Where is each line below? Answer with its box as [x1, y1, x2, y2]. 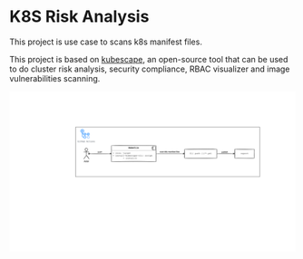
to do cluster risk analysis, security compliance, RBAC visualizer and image [9, 63, 290, 74]
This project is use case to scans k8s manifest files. [9, 36, 202, 47]
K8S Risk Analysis [9, 6, 150, 27]
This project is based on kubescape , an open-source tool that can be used [9, 53, 288, 64]
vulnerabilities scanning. [9, 72, 101, 83]
